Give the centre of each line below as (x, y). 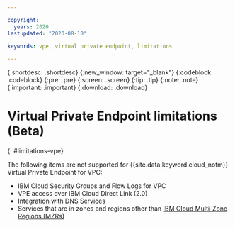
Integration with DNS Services (62, 201)
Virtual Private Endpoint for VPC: (55, 172)
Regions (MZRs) (41, 216)
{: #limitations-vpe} (35, 151)
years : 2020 (31, 27)
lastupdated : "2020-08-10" (47, 33)
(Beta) (26, 131)
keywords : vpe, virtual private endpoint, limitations (90, 46)
